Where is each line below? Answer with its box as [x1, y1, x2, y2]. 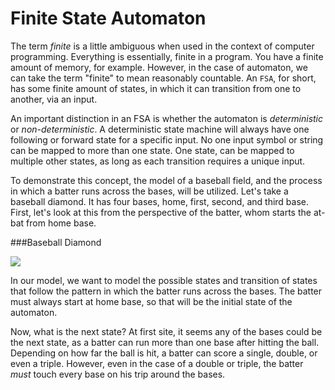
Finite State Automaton [10, 7, 207, 30]
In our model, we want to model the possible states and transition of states [10, 274, 318, 286]
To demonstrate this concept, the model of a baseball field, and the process [10, 174, 323, 186]
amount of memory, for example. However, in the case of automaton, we [10, 61, 308, 73]
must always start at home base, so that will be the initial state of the [10, 295, 293, 307]
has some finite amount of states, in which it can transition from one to [10, 82, 302, 94]
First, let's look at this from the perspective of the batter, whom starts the [10, 206, 312, 218]
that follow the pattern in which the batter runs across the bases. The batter [10, 285, 323, 297]
